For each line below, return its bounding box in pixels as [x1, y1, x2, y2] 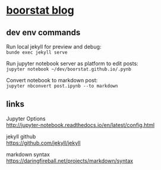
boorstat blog [6, 4, 74, 17]
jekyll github [6, 132, 36, 140]
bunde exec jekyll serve [6, 50, 68, 55]
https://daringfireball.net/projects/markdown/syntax [6, 157, 134, 164]
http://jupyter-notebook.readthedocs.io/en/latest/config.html [6, 121, 155, 128]
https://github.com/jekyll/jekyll [6, 139, 81, 146]
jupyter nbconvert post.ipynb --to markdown [6, 83, 118, 89]
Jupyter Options [6, 115, 46, 122]
